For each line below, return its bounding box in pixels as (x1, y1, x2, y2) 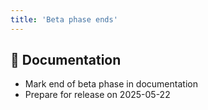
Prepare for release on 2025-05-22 (24, 89, 171, 101)
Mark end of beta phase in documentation (24, 78, 198, 90)
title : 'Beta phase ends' (10, 14, 118, 25)
